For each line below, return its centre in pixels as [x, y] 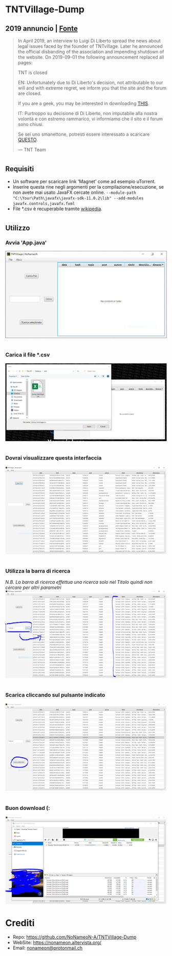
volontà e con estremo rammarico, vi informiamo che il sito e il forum [90, 119]
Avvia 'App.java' [26, 243]
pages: [25, 62]
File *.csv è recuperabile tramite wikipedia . [57, 209]
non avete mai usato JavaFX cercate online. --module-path [74, 192]
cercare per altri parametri [33, 587]
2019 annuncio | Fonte [41, 29]
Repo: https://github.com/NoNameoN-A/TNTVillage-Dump [74, 937]
